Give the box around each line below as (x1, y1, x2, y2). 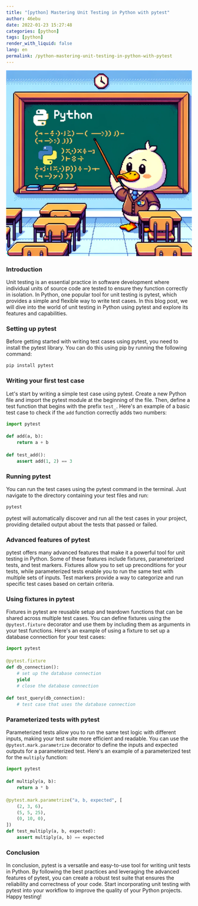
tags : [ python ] (6, 34, 44, 41)
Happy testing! (6, 893, 42, 900)
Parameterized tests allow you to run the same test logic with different (6, 729, 176, 736)
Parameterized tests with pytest (6, 716, 100, 724)
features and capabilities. (6, 310, 68, 317)
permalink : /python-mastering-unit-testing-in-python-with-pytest (6, 53, 173, 59)
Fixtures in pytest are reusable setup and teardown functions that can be (6, 608, 183, 615)
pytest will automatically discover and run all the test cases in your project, (6, 515, 187, 522)
